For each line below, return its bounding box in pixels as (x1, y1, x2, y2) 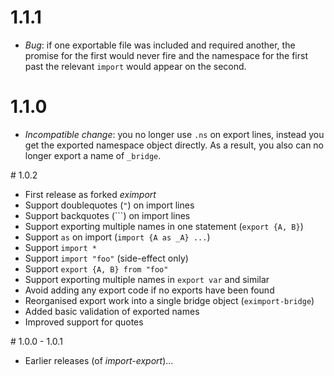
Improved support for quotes (24, 316, 144, 328)
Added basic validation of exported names (24, 305, 200, 317)
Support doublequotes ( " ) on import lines (24, 199, 195, 211)
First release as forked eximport (24, 188, 157, 200)
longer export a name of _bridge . (24, 149, 162, 161)
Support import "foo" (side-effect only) (24, 252, 189, 264)
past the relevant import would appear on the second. (24, 60, 247, 72)
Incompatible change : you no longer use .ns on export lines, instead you (24, 128, 325, 140)
